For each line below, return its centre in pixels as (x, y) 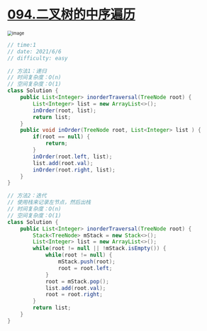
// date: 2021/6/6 (34, 51)
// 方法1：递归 (27, 71)
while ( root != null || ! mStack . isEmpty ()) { (100, 249)
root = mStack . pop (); (77, 281)
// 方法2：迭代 (27, 196)
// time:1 (22, 45)
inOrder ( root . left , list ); (73, 157)
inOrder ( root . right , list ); (74, 170)
